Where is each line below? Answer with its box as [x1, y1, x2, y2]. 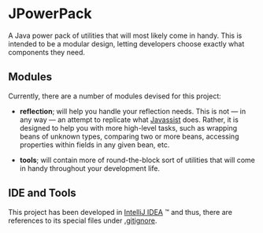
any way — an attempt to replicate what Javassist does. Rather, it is [19, 115, 239, 124]
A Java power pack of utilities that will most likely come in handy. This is [8, 31, 243, 40]
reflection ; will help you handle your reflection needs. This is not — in [19, 106, 246, 116]
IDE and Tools [8, 187, 76, 200]
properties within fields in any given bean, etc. [19, 139, 170, 150]
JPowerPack [8, 5, 92, 23]
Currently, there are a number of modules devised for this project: [8, 91, 222, 101]
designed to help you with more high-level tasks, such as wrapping [19, 123, 238, 132]
